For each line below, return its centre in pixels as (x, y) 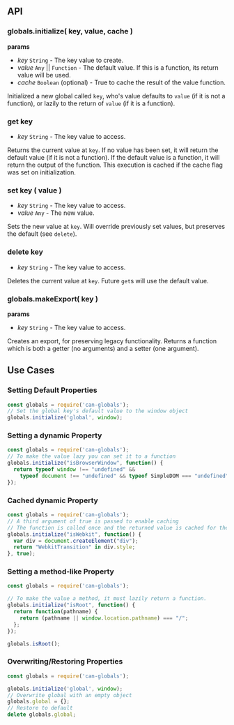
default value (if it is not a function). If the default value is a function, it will (114, 157)
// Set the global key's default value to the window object (98, 411)
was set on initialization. (42, 172)
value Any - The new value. (56, 213)
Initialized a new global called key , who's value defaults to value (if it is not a (116, 96)
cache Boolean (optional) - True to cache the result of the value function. (122, 82)
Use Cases (31, 370)
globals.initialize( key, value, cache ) (70, 31)
